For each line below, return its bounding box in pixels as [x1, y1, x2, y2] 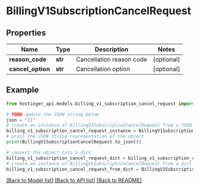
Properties [6, 28, 46, 38]
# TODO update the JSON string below [6, 111, 99, 117]
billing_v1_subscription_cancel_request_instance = [6, 128, 136, 134]
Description [94, 46, 129, 53]
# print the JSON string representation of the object [6, 133, 145, 140]
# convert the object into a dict [6, 149, 92, 155]
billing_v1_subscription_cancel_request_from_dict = [6, 166, 139, 172]
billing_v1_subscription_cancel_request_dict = [6, 155, 126, 161]
